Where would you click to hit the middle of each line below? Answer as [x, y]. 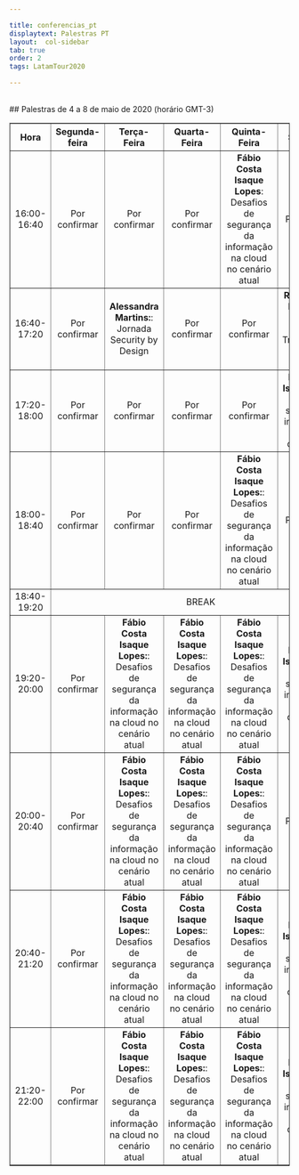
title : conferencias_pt [53, 25]
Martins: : [134, 317]
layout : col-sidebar [49, 42]
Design [134, 351]
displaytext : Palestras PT [59, 33]
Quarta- [192, 132]
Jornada [134, 328]
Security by [134, 340]
